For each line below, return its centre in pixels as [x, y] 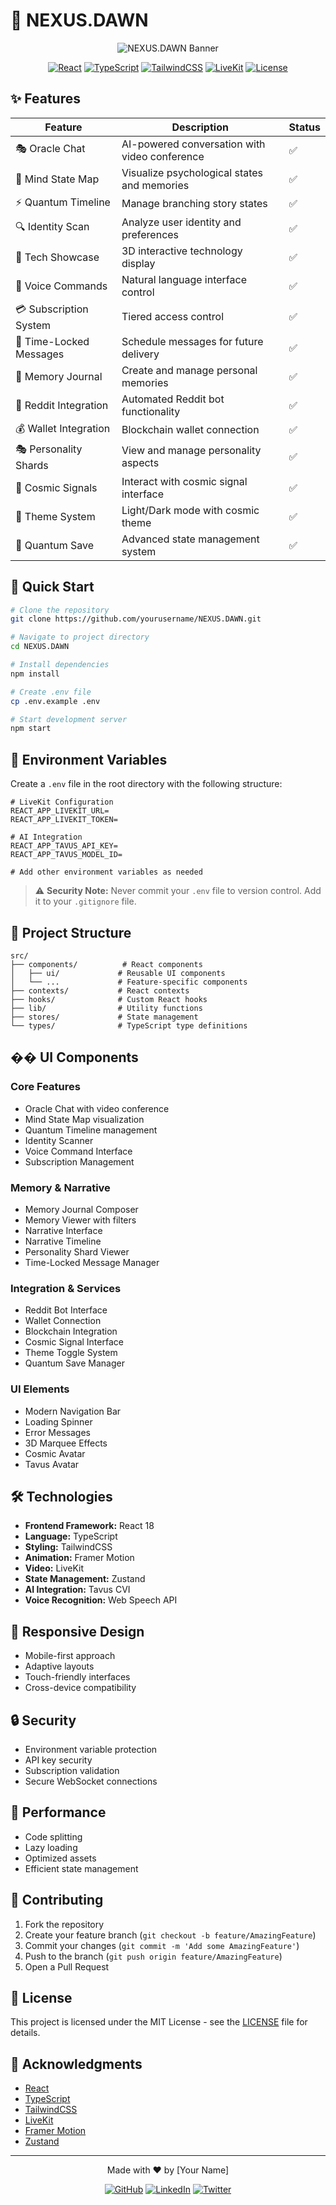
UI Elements [40, 1389]
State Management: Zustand [85, 1579]
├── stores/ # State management [104, 1017]
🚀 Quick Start [52, 587]
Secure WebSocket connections [91, 1781]
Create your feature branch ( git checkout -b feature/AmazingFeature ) [170, 1935]
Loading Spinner [58, 1421]
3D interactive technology [182, 251]
